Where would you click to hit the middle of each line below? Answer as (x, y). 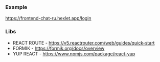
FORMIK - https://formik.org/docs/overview (59, 48)
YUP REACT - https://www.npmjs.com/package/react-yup (74, 54)
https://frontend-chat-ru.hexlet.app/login (48, 18)
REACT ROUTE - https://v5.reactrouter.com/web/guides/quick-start (84, 43)
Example (16, 7)
